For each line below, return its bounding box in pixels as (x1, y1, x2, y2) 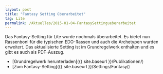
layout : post (5, 7, 32, 12)
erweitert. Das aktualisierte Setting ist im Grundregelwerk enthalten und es (5, 44, 155, 50)
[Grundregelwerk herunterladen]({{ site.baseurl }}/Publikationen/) (12, 59, 144, 64)
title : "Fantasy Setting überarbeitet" (5, 12, 86, 16)
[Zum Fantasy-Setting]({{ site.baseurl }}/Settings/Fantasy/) (12, 64, 130, 70)
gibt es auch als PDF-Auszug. (5, 49, 65, 55)
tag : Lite (5, 16, 25, 21)
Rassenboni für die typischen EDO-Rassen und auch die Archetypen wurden (5, 39, 159, 45)
